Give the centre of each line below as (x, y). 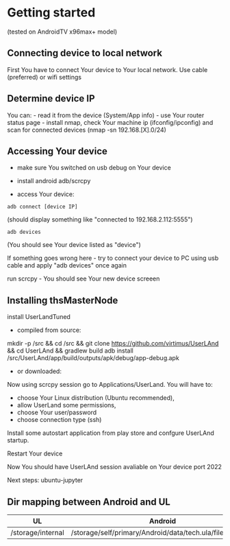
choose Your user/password (57, 412)
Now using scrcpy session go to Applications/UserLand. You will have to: (110, 385)
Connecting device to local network (85, 53)
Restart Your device (35, 453)
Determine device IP (51, 98)
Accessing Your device (57, 151)
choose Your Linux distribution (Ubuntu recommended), (95, 398)
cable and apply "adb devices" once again (67, 265)
